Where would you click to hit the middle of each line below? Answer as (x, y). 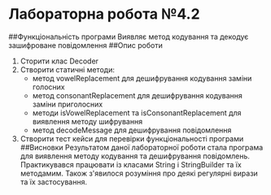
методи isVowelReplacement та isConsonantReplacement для (137, 113)
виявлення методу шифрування (87, 121)
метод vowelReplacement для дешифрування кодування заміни (142, 78)
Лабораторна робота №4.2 (105, 14)
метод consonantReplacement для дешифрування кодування (137, 95)
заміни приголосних (68, 104)
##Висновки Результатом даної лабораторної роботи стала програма (142, 147)
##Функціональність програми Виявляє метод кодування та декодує (129, 37)
